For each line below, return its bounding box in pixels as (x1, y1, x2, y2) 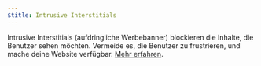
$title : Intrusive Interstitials (7, 11, 117, 19)
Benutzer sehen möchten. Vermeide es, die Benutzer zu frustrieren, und (7, 40, 241, 50)
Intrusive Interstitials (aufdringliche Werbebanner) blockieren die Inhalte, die (7, 33, 254, 42)
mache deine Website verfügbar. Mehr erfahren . (7, 49, 164, 58)
